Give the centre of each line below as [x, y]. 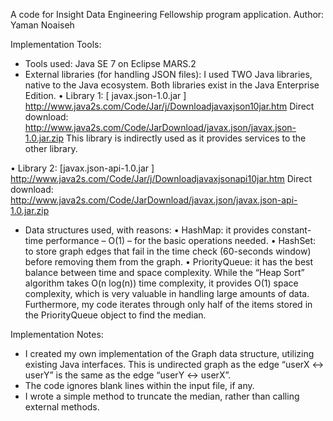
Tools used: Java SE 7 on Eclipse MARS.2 [110, 63]
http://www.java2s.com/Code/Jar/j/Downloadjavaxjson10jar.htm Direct [169, 106]
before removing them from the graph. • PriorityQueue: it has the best [169, 262]
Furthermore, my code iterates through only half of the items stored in [168, 304]
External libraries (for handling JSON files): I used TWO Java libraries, [168, 74]
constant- [291, 230]
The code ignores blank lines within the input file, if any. [139, 385]
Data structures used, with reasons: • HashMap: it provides [147, 230]
